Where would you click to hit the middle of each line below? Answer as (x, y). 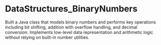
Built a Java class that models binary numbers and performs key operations (80, 22)
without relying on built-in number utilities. (47, 37)
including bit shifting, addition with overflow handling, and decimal (71, 27)
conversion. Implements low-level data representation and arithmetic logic (79, 32)
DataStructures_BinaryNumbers (71, 9)
